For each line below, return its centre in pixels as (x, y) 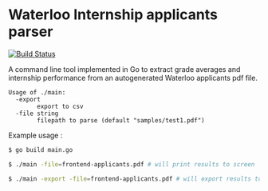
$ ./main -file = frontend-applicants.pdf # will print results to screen (132, 164)
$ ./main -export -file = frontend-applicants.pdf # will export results (130, 179)
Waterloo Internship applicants (113, 15)
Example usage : (35, 135)
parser (31, 32)
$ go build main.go (41, 149)
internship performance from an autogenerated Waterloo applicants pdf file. (133, 78)
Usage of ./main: (37, 92)
